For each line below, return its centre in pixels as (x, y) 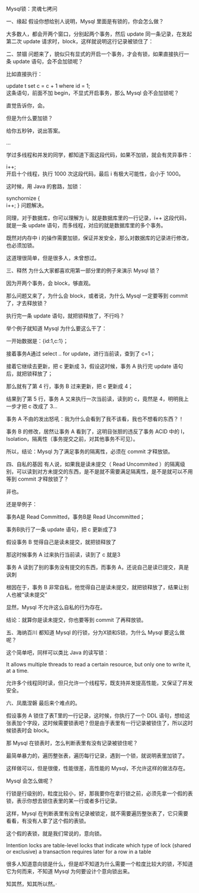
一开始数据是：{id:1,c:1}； (37, 341)
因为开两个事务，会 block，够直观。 (50, 283)
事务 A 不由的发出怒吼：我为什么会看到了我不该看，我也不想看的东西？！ (95, 419)
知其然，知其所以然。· (32, 884)
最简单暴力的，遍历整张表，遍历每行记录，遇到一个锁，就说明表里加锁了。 (97, 756)
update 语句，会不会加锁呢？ (48, 61)
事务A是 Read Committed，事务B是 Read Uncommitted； (76, 517)
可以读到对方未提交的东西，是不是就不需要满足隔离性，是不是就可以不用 (105, 471)
